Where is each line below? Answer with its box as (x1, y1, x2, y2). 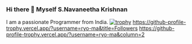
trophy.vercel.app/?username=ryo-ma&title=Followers (6, 25, 138, 32)
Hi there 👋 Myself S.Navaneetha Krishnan (6, 5, 128, 13)
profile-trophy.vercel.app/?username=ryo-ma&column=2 (6, 31, 145, 38)
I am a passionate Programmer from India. (6, 19, 109, 26)
